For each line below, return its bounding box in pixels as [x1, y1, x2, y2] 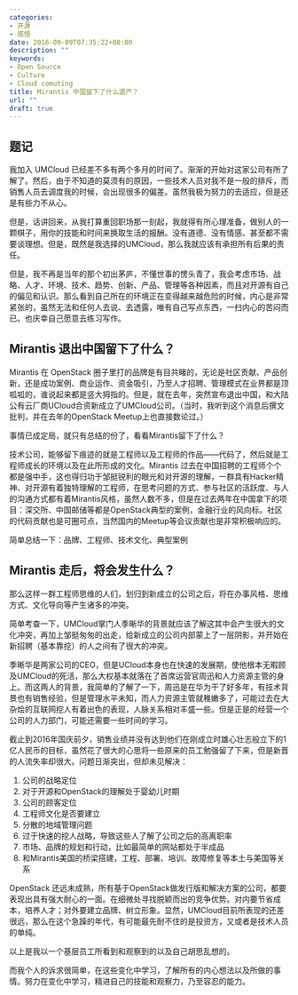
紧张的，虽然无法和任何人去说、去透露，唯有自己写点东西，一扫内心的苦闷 [9, 302, 281, 313]
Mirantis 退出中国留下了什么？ [9, 341, 176, 356]
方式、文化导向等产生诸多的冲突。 [9, 599, 134, 609]
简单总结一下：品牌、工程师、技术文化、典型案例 [9, 534, 188, 545]
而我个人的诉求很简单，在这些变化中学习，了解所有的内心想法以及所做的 [9, 965, 273, 975]
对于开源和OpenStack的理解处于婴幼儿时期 [21, 785, 180, 796]
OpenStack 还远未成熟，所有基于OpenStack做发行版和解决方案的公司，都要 [9, 882, 286, 893]
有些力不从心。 [16, 197, 72, 209]
